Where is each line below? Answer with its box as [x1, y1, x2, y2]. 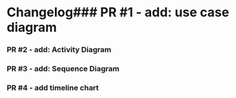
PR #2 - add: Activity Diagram [6, 45, 112, 55]
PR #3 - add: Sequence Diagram [6, 64, 120, 74]
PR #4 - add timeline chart [6, 82, 99, 92]
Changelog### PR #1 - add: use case [6, 4, 230, 21]
